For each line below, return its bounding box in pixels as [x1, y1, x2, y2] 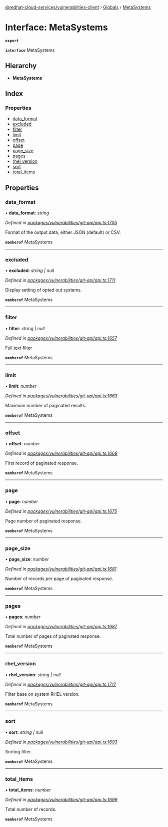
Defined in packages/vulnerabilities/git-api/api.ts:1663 [5, 393, 117, 399]
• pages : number [5, 614, 41, 620]
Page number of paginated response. [5, 518, 82, 524]
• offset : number [5, 441, 40, 447]
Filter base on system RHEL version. [5, 691, 80, 697]
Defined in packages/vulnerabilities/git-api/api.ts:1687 [5, 624, 117, 630]
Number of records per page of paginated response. [5, 576, 113, 582]
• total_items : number [5, 787, 51, 793]
